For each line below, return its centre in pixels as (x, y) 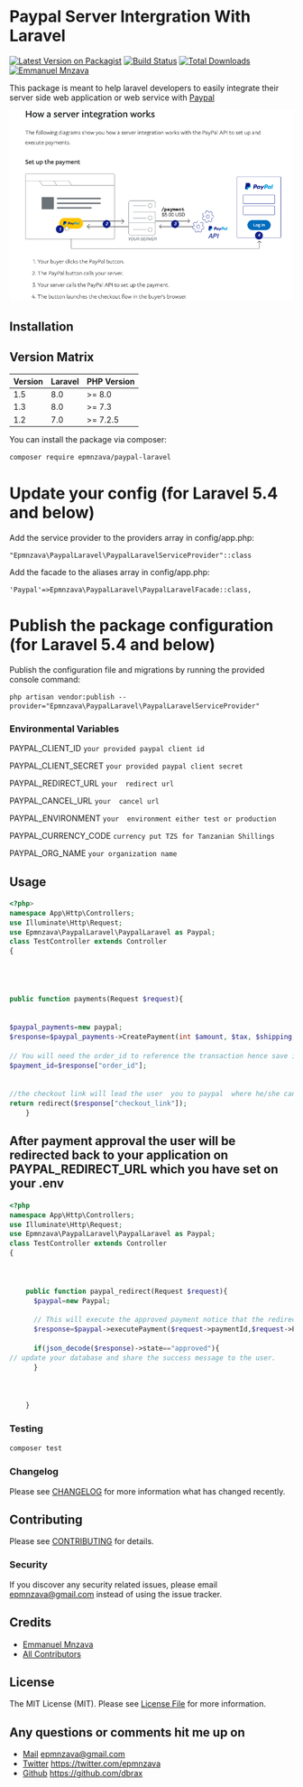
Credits (31, 1623)
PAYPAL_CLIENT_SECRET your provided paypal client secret (126, 766)
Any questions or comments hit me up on (127, 1732)
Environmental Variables (64, 729)
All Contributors (51, 1653)
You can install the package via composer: (88, 440)
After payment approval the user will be (123, 1141)
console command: (45, 679)
